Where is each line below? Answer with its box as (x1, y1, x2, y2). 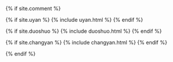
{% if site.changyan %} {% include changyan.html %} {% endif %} (5, 39, 168, 46)
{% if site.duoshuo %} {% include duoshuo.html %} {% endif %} (5, 27, 162, 35)
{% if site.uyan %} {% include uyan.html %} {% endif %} (5, 16, 143, 23)
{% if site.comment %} (5, 5, 61, 12)
